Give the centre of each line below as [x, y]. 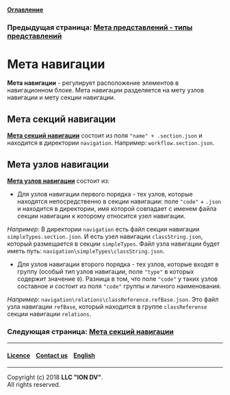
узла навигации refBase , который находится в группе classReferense [107, 307]
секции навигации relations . [49, 314]
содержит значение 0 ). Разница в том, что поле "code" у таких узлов [117, 279]
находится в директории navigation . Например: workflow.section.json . [111, 143]
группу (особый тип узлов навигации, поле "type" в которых [105, 272]
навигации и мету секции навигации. [61, 98]
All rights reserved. [34, 384]
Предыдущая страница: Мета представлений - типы [100, 27]
